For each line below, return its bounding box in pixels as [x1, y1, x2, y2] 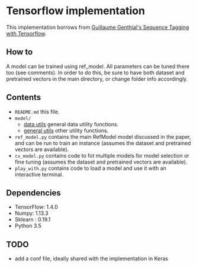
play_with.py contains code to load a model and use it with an [14, 164, 167, 172]
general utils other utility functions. [23, 127, 109, 134]
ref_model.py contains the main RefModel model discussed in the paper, [14, 133, 191, 140]
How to [6, 47, 33, 57]
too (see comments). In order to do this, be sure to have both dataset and [6, 69, 185, 76]
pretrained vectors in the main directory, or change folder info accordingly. [6, 75, 188, 82]
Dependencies [6, 188, 61, 198]
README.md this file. [14, 108, 60, 115]
